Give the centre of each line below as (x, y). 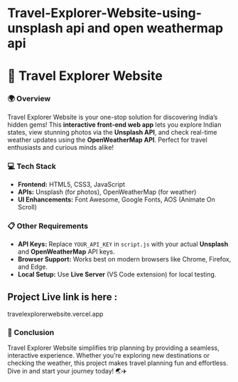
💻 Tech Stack (32, 166)
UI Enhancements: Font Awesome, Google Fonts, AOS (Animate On (116, 199)
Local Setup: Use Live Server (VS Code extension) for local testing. (117, 274)
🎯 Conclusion (31, 332)
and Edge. (33, 267)
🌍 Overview (29, 99)
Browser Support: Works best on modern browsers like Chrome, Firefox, (124, 259)
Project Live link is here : (63, 297)
